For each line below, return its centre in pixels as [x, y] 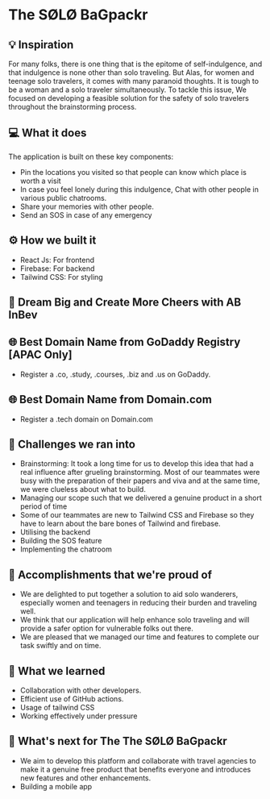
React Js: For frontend [57, 260]
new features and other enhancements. [85, 778]
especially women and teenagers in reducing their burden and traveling [138, 603]
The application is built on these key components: [91, 156]
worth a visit [41, 181]
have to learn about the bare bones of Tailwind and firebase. [120, 524]
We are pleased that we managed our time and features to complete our [139, 637]
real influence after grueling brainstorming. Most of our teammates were [140, 472]
